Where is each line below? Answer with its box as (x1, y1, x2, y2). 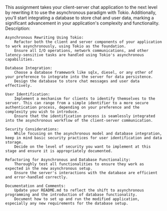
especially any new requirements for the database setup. (5, 201, 128, 206)
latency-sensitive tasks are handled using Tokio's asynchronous (5, 52, 144, 57)
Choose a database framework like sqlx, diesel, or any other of (14, 70, 153, 75)
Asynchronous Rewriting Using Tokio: (5, 35, 84, 40)
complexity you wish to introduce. (5, 109, 79, 114)
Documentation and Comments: (5, 184, 66, 189)
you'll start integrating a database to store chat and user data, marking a (5, 15, 154, 20)
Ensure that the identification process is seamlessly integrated (14, 114, 155, 119)
